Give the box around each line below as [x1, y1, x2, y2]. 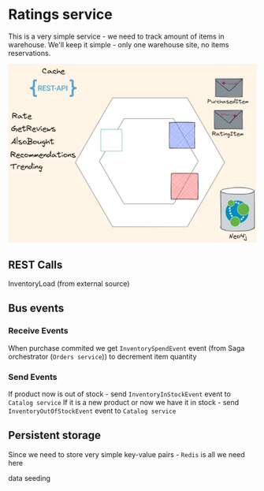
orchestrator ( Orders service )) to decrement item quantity [8, 352, 197, 361]
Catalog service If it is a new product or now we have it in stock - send [8, 397, 240, 407]
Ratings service [8, 6, 113, 24]
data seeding [8, 473, 51, 482]
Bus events [8, 302, 65, 315]
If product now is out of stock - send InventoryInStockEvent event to [8, 389, 231, 399]
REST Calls [8, 258, 63, 271]
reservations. [8, 48, 51, 58]
